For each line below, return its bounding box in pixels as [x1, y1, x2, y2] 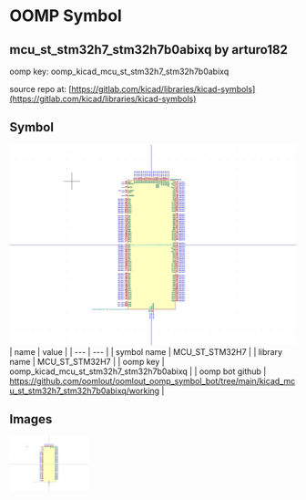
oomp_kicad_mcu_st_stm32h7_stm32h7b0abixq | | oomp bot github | [9, 366, 267, 377]
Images [9, 411, 53, 427]
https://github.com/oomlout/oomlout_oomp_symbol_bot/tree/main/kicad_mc [9, 375, 296, 386]
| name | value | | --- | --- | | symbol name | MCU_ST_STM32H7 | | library [9, 346, 283, 357]
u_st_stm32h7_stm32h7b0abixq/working [9, 385, 160, 396]
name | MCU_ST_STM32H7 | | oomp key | [9, 356, 166, 367]
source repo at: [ [9, 84, 72, 94]
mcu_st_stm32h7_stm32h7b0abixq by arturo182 [9, 42, 289, 57]
